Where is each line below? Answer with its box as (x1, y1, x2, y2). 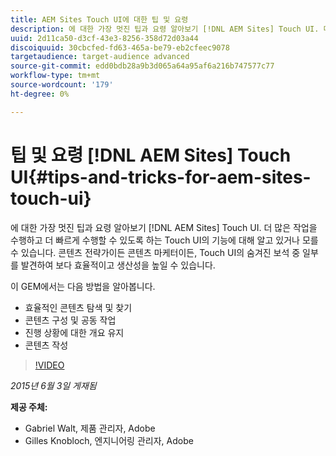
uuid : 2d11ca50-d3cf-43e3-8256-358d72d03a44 (10, 33, 199, 43)
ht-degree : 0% (10, 89, 70, 99)
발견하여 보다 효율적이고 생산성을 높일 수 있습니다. (20, 259, 216, 271)
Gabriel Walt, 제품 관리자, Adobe (24, 422, 156, 434)
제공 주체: (10, 401, 48, 413)
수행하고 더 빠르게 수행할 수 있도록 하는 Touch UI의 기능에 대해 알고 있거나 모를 (10, 234, 319, 246)
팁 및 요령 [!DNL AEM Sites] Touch (10, 144, 292, 166)
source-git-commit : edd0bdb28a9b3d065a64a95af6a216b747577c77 (10, 61, 275, 71)
